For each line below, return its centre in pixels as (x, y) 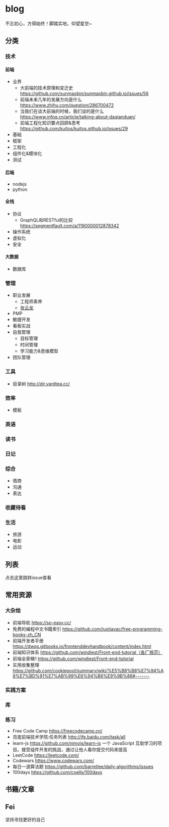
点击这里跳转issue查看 (28, 578)
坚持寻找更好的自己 (25, 820)
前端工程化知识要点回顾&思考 (50, 123)
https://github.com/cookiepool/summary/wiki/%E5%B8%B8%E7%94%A (88, 670)
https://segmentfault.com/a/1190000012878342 (69, 226)
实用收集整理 (26, 665)
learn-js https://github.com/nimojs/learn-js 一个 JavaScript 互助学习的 (85, 743)
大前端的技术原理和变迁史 (47, 88)
